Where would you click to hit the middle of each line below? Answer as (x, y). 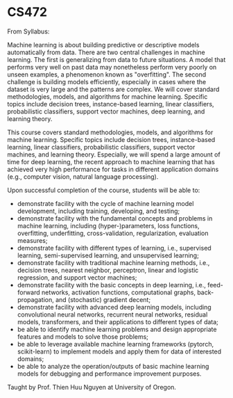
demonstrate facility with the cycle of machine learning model (105, 203)
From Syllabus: (28, 31)
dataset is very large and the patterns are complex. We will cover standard (113, 89)
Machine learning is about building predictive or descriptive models (103, 45)
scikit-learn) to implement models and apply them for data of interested (119, 351)
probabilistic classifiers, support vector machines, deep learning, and (106, 111)
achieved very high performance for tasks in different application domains (113, 169)
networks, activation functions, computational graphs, (119, 292)
